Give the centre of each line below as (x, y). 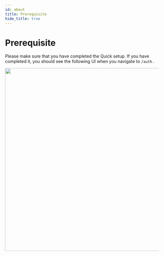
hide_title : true (23, 19)
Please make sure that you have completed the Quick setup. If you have (77, 56)
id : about (15, 10)
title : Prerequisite (26, 14)
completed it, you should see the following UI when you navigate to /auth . (80, 61)
